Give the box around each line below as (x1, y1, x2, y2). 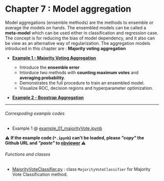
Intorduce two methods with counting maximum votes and (19, 69, 139, 75)
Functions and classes (5, 151, 50, 157)
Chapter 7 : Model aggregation (5, 3, 131, 15)
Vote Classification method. (12, 172, 68, 178)
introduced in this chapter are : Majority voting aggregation (5, 45, 126, 51)
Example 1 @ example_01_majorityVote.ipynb (12, 125, 102, 131)
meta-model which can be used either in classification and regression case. (5, 30, 159, 36)
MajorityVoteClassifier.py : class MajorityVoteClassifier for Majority (12, 166, 151, 172)
